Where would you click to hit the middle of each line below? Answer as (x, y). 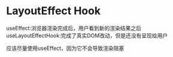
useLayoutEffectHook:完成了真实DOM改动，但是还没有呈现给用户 (87, 35)
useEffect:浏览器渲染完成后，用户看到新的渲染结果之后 (74, 28)
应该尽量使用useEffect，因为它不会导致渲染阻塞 (65, 48)
